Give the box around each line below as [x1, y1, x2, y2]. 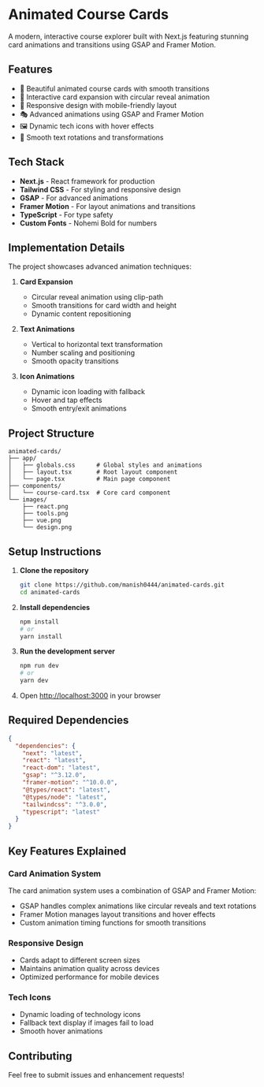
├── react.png [22, 503, 69, 511]
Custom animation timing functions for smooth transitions [19, 918, 206, 927]
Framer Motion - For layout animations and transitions [19, 201, 195, 210]
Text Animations [19, 325, 75, 334]
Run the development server [19, 646, 116, 656]
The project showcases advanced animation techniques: [8, 262, 191, 271]
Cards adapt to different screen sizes [19, 955, 140, 965]
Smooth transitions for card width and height [31, 301, 177, 311]
